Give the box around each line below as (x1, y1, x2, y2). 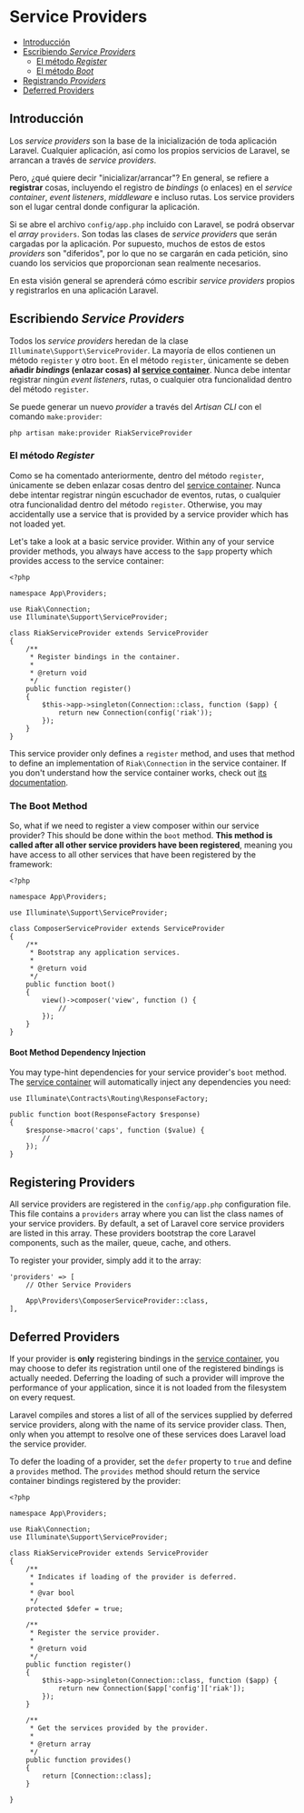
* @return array (29, 1739, 92, 1748)
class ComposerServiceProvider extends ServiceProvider (9, 925, 225, 934)
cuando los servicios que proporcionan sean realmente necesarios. (9, 257, 261, 268)
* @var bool (29, 1588, 75, 1598)
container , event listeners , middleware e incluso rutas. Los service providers (9, 191, 295, 202)
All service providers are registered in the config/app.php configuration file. (9, 1198, 291, 1210)
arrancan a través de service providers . (9, 155, 157, 165)
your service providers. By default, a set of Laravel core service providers (9, 1218, 285, 1229)
